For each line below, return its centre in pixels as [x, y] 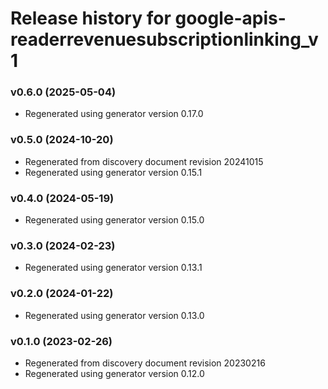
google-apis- [230, 18]
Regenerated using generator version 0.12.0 [114, 373]
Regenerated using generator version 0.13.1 [113, 268]
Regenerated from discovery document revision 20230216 [145, 363]
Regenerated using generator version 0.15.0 [114, 220]
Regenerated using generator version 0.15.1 [113, 172]
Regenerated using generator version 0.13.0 [114, 315]
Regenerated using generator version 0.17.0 [114, 114]
